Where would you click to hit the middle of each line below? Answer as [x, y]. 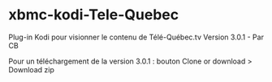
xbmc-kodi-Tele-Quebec [94, 15]
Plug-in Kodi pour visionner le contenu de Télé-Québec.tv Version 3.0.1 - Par [136, 37]
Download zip [31, 69]
